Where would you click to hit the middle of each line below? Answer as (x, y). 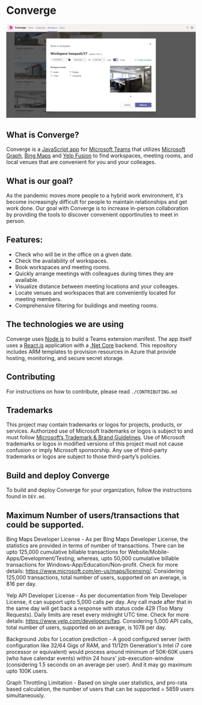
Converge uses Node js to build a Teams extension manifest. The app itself (99, 339)
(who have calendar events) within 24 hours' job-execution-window (90, 658)
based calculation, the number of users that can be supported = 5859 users (100, 689)
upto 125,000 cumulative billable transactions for (66, 552)
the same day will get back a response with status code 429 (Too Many (95, 608)
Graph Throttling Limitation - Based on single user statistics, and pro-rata (97, 682)
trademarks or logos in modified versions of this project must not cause (95, 444)
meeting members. (38, 299)
